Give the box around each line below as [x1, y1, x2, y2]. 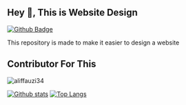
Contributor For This [7, 58, 96, 70]
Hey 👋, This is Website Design [7, 7, 138, 19]
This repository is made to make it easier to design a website [7, 38, 180, 47]
